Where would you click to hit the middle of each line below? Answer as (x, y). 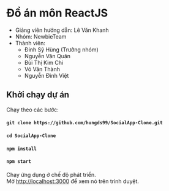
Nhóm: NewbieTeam (41, 36)
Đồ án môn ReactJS (57, 13)
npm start (19, 162)
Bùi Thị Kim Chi (44, 62)
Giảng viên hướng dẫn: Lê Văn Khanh (62, 30)
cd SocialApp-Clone (31, 136)
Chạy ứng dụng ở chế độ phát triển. (51, 174)
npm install (21, 149)
